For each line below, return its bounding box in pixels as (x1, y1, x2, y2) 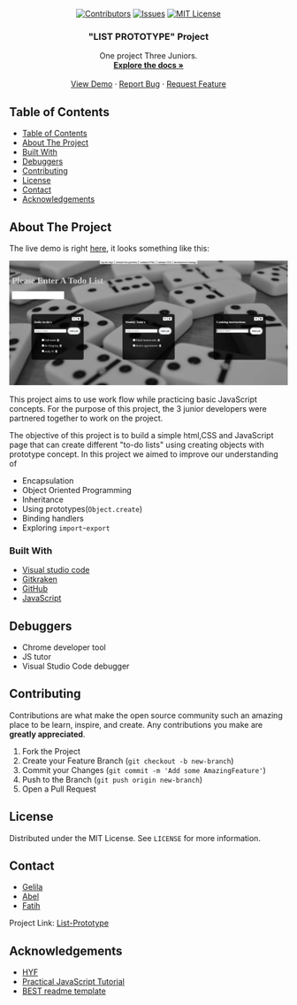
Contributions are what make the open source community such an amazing (9, 709, 283, 721)
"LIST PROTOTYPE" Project (88, 30, 209, 43)
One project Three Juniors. (99, 50, 198, 61)
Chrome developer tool (21, 642, 106, 653)
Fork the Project (21, 746, 81, 756)
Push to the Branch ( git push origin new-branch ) (21, 774, 203, 785)
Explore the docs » (113, 60, 184, 71)
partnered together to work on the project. (9, 413, 164, 423)
